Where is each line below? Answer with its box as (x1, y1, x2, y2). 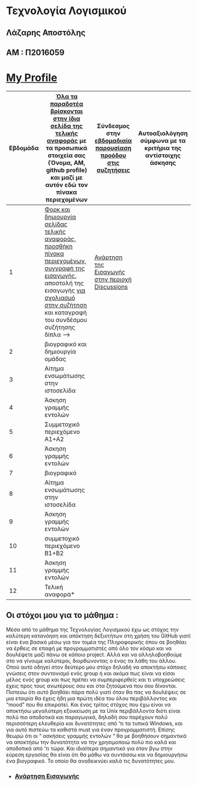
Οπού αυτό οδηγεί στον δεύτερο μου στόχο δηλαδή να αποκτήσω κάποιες (6, 664, 187, 671)
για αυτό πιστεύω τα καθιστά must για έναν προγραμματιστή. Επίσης (6, 726, 175, 733)
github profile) (46, 166, 87, 174)
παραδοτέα (49, 100, 83, 108)
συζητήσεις (96, 166, 130, 174)
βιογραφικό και (44, 340, 87, 348)
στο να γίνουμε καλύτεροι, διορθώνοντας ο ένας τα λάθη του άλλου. (6, 657, 177, 664)
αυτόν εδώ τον (45, 181, 88, 189)
